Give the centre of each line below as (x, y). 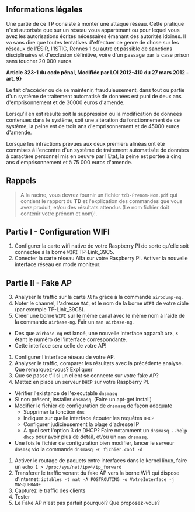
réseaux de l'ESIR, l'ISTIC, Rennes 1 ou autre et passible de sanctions (89, 49)
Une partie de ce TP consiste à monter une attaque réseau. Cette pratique (95, 23)
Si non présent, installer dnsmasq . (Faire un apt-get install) (83, 400)
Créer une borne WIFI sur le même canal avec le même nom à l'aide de (100, 316)
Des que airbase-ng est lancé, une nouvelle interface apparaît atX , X (96, 334)
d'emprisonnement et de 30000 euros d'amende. (65, 102)
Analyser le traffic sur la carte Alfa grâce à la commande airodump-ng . (99, 297)
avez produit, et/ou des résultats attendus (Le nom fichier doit (95, 207)
